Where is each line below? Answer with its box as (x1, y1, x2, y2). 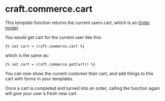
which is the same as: (5, 52, 49, 58)
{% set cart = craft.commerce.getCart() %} (5, 62, 96, 67)
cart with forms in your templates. (5, 76, 74, 81)
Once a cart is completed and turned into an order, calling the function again (5, 85, 160, 91)
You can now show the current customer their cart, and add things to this (5, 70, 154, 76)
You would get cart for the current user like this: (5, 34, 102, 40)
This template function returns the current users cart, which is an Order (5, 20, 150, 25)
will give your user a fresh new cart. (5, 90, 78, 96)
